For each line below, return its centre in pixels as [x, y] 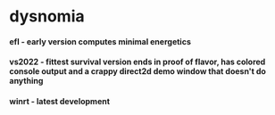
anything [26, 81]
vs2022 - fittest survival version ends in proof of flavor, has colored [137, 62]
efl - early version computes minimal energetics [100, 41]
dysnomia [47, 16]
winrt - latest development [59, 101]
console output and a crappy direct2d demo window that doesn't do [137, 71]
